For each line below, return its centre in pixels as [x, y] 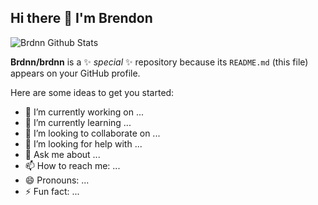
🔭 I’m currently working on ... [84, 112]
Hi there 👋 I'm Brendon [81, 18]
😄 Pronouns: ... [57, 180]
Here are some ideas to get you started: [92, 92]
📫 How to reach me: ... [72, 165]
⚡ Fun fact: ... [52, 191]
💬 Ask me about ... [62, 154]
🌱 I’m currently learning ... [78, 122]
